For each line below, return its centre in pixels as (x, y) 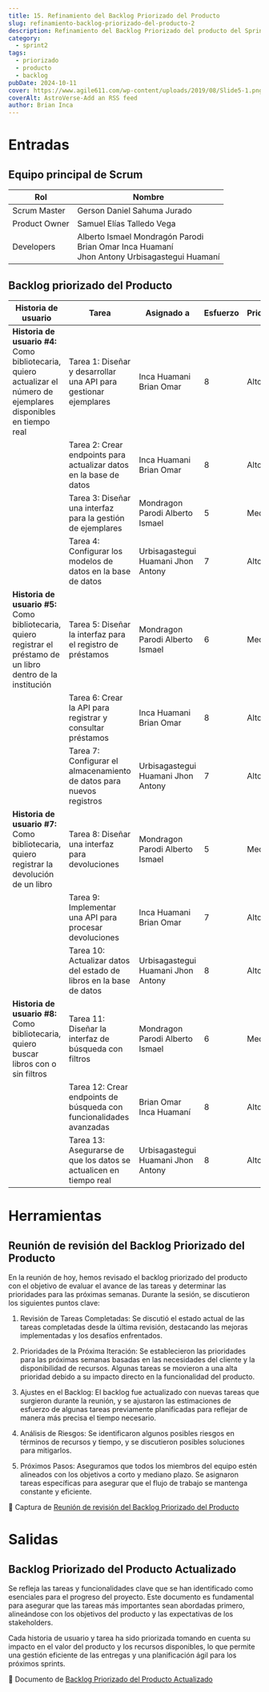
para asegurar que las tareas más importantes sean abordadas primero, (127, 1605)
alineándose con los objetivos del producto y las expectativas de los (121, 1613)
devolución (33, 874)
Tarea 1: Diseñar (100, 361)
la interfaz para (97, 634)
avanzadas (89, 1127)
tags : (17, 53)
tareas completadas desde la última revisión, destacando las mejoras (134, 1327)
